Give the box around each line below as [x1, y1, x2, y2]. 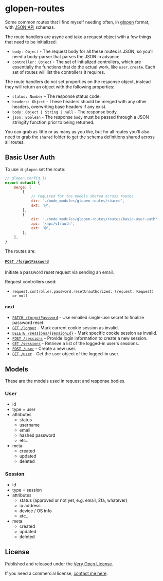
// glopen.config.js [5, 175, 47, 181]
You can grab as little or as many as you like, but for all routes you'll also [5, 129, 150, 134]
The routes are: [5, 248, 36, 254]
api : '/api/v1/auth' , [31, 221, 75, 226]
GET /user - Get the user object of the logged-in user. [12, 351, 120, 357]
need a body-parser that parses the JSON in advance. [12, 53, 121, 59]
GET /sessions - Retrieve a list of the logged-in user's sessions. [12, 341, 140, 346]
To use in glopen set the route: [5, 166, 66, 172]
